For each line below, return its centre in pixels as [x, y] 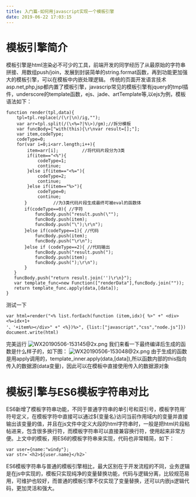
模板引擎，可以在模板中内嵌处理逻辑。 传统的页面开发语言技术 [91, 80]
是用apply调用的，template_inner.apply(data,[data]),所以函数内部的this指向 [97, 359]
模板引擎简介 [37, 48]
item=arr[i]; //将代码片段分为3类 [76, 151]
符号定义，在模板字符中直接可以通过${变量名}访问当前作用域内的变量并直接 [97, 417]
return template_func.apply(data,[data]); [66, 288]
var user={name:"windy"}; [37, 450]
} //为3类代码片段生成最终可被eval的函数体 [83, 203]
